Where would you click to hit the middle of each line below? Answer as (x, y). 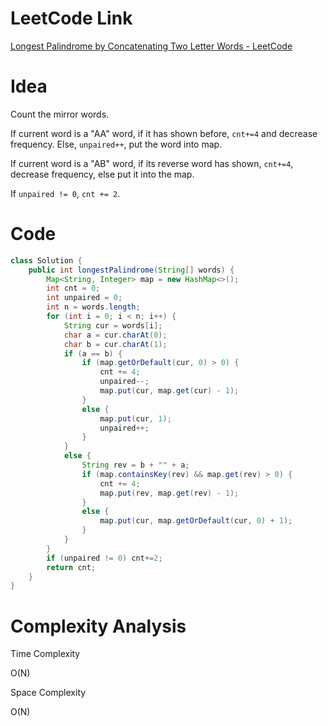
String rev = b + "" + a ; (135, 465)
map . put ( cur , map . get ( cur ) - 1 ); (169, 391)
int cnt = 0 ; (73, 288)
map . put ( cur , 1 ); (135, 418)
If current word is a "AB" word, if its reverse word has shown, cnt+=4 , (152, 163)
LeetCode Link (71, 18)
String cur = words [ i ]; (113, 325)
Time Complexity (45, 654)
